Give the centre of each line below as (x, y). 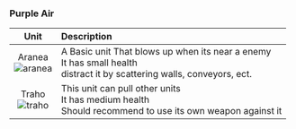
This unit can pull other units (121, 89)
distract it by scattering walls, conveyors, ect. (156, 74)
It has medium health (105, 99)
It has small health (99, 63)
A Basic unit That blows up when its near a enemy (166, 52)
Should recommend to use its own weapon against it (171, 111)
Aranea (33, 57)
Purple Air (32, 13)
